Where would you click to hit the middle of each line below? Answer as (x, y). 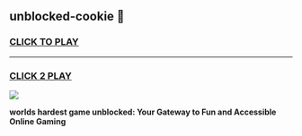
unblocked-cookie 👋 (67, 17)
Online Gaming (38, 121)
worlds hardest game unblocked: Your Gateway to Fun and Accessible (143, 112)
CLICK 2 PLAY (40, 75)
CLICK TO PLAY (44, 42)
